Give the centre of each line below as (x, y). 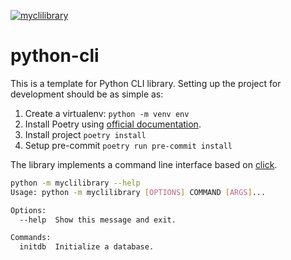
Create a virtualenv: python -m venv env (107, 113)
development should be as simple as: (87, 94)
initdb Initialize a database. (87, 247)
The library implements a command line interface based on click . (144, 164)
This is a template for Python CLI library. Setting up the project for (146, 83)
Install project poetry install (85, 134)
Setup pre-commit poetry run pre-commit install (128, 145)
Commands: (31, 238)
